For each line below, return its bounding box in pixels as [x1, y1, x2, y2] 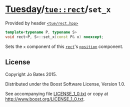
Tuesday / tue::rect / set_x [5, 3, 111, 15]
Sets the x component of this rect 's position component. [5, 43, 123, 49]
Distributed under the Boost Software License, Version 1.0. [5, 81, 125, 87]
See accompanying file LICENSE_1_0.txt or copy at [5, 90, 108, 96]
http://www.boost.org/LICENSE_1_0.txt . [5, 96, 85, 102]
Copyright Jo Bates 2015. [5, 71, 57, 77]
